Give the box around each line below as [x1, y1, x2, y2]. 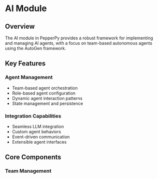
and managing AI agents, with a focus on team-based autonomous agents [5, 40, 153, 46]
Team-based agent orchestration [12, 85, 78, 91]
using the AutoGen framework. [5, 46, 66, 51]
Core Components [5, 153, 61, 162]
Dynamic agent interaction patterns [12, 95, 83, 101]
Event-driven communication [12, 134, 70, 140]
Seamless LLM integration [12, 123, 64, 129]
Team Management [5, 168, 52, 175]
